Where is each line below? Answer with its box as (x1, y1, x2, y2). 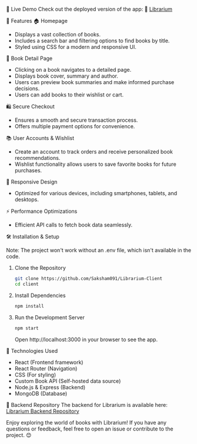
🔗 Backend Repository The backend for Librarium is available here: (6, 401, 168, 408)
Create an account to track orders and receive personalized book (14, 148, 173, 155)
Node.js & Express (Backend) (14, 383, 86, 390)
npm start (14, 325, 39, 331)
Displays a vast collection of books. (14, 31, 101, 38)
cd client (14, 281, 39, 287)
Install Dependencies (14, 292, 66, 299)
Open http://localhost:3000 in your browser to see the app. (14, 336, 158, 343)
